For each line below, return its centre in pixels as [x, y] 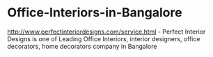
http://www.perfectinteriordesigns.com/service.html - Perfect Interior [106, 32]
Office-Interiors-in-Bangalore [95, 13]
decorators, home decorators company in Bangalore [82, 46]
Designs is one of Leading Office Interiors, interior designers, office [104, 38]
